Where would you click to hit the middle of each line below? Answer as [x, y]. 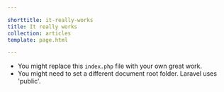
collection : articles [39, 33]
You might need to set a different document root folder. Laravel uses [117, 74]
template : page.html [38, 40]
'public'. [29, 81]
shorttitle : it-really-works [50, 20]
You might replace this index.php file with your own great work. [110, 66]
